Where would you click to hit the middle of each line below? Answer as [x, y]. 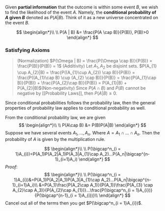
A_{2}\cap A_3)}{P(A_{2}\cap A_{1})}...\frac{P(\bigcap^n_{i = [74, 190]
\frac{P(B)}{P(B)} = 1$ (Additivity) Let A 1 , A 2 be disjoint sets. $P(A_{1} [87, 67]
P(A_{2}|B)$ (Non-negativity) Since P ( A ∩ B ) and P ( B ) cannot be [81, 88]
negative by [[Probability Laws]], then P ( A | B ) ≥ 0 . [67, 93]
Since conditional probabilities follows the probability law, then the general [80, 103]
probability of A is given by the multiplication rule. [55, 139]
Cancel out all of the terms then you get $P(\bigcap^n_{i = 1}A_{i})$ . [74, 203]
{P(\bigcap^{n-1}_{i [54, 195]
